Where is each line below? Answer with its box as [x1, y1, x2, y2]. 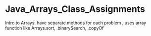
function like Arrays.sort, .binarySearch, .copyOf [5, 25, 104, 31]
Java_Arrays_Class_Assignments [5, 3, 145, 15]
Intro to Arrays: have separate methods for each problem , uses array [5, 20, 147, 26]
